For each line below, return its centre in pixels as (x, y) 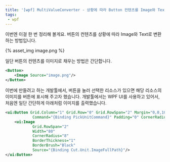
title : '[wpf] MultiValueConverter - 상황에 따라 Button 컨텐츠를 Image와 (80, 10)
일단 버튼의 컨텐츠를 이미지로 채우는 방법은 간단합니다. (59, 61)
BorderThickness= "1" (54, 141)
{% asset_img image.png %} (35, 50)
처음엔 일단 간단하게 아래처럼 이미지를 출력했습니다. (56, 103)
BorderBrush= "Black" (54, 145)
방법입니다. (26, 40)
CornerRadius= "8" (51, 136)
